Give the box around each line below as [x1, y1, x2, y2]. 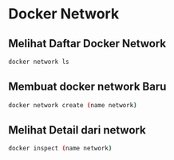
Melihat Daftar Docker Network [8, 37, 167, 50]
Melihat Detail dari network [8, 123, 146, 137]
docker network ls [8, 58, 69, 66]
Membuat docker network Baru [8, 80, 167, 94]
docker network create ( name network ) [8, 101, 137, 109]
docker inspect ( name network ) [8, 145, 113, 153]
